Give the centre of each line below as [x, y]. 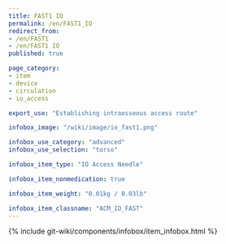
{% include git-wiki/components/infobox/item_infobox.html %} [113, 231]
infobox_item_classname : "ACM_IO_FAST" [76, 208]
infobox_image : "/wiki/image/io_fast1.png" [83, 128]
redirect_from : [34, 31]
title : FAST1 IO [36, 16]
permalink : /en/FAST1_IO [50, 24]
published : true [36, 54]
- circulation [33, 91]
